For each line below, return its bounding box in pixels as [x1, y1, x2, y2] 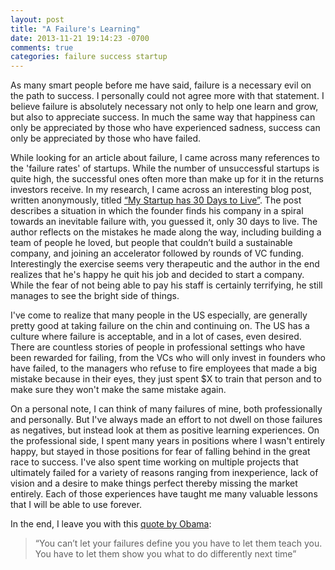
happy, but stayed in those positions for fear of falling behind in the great [10, 446, 311, 458]
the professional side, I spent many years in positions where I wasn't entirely [10, 435, 326, 447]
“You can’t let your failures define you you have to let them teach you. [34, 537, 323, 550]
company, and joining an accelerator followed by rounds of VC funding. [10, 247, 305, 260]
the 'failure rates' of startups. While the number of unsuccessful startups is [10, 162, 320, 175]
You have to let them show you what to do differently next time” [34, 548, 297, 560]
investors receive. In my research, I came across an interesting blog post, [10, 184, 312, 196]
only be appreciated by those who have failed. [10, 132, 202, 145]
